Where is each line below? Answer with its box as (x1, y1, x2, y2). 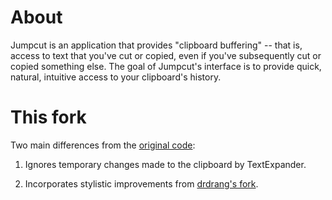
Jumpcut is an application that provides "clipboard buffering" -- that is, (10, 39, 303, 51)
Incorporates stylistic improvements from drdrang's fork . (24, 177, 259, 190)
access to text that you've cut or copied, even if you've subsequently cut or (10, 49, 322, 61)
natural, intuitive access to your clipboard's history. (10, 71, 222, 83)
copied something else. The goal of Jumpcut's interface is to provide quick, (10, 60, 322, 72)
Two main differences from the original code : (10, 139, 196, 151)
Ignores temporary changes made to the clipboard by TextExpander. (24, 158, 307, 170)
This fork (10, 106, 87, 129)
